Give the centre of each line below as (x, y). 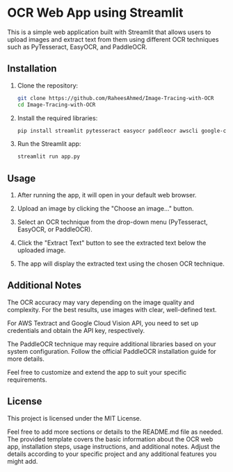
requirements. (27, 380)
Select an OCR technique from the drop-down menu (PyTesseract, (112, 222)
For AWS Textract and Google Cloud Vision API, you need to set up (103, 323)
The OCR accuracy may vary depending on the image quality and (101, 302)
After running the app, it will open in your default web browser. (107, 195)
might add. (23, 461)
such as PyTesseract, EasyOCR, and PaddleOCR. (77, 47)
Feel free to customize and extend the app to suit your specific (97, 372)
